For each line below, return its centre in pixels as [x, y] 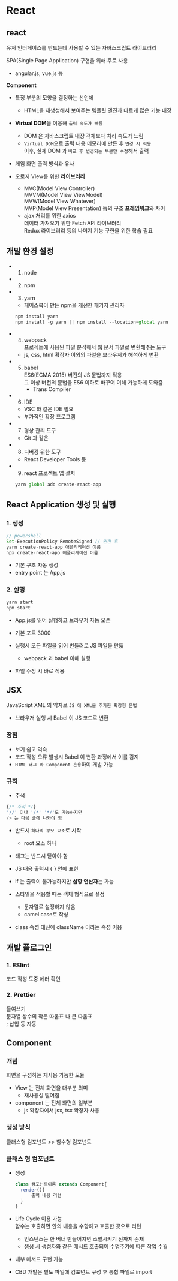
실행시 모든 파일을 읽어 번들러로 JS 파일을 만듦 [69, 645]
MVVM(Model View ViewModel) [63, 195]
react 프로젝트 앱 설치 [49, 473]
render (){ [33, 1190]
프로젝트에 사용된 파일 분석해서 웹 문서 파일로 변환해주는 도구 [95, 347]
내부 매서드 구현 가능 [39, 1259]
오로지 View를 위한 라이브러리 [50, 176]
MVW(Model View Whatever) [60, 201]
